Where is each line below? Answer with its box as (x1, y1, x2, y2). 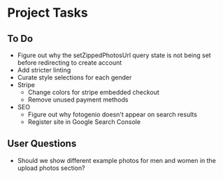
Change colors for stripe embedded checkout (27, 88, 159, 96)
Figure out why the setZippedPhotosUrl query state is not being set (17, 51, 211, 59)
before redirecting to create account (17, 59, 122, 67)
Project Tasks (7, 5, 89, 21)
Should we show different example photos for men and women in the (17, 156, 217, 164)
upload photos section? (17, 164, 85, 172)
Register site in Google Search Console (27, 118, 141, 126)
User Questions (7, 138, 77, 150)
